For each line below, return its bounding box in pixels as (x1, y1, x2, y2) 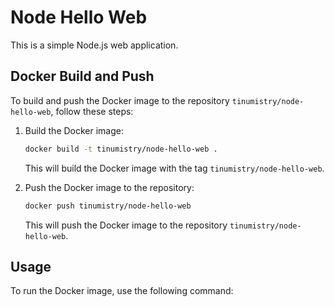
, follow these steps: (50, 105, 134, 117)
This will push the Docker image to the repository (24, 219, 228, 231)
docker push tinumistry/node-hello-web (24, 201, 192, 211)
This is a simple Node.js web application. (10, 39, 179, 51)
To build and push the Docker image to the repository (10, 94, 230, 106)
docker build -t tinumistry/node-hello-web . (24, 144, 218, 154)
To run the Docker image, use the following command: (10, 285, 234, 297)
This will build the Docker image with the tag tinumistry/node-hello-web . (24, 162, 325, 174)
